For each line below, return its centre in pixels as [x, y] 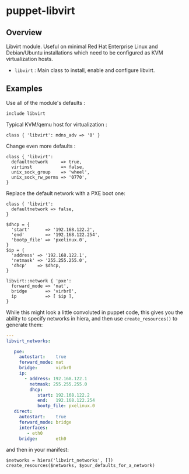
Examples [24, 89]
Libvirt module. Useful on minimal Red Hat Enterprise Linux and [82, 46]
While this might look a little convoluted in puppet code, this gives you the [95, 312]
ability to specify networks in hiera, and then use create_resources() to [92, 318]
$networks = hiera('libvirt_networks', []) [60, 461]
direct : [23, 411]
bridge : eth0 [43, 439]
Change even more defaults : [41, 146]
